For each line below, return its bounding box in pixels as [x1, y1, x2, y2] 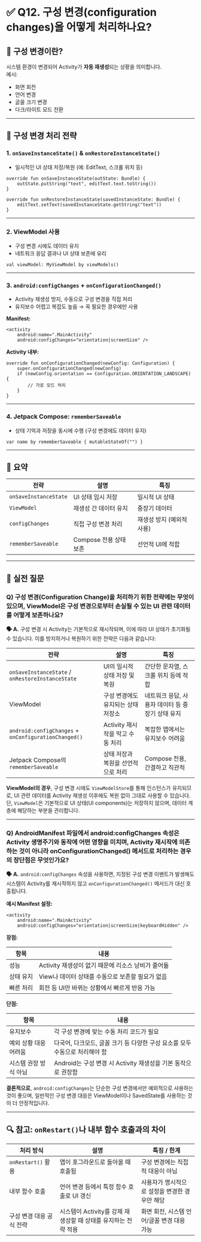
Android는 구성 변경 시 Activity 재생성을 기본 [53, 1059, 173, 1068]
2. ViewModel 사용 [6, 227, 60, 236]
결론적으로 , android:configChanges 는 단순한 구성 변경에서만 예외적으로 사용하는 [6, 1084, 194, 1092]
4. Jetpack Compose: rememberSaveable [6, 412, 121, 421]
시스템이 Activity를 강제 [59, 1207, 123, 1216]
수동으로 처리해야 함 [53, 1048, 107, 1056]
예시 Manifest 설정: [6, 900, 53, 908]
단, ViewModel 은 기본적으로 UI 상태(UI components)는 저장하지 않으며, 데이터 [6, 800, 187, 807]
